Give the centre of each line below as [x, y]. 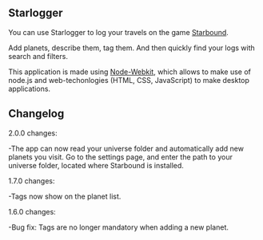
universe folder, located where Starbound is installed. [96, 165]
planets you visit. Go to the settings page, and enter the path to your [121, 157]
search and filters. [38, 56]
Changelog [36, 114]
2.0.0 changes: [33, 133]
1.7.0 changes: [32, 181]
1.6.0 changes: [32, 211]
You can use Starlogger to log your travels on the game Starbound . [119, 32]
